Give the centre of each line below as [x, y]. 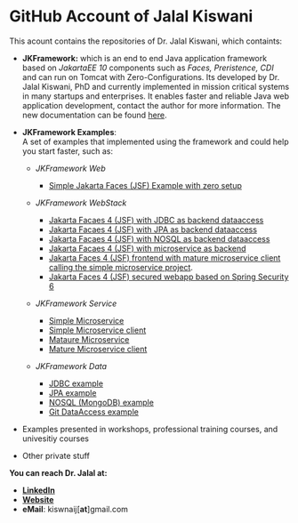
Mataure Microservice [89, 339]
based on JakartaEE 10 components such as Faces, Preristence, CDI [148, 68]
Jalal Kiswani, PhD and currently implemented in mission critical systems [156, 86]
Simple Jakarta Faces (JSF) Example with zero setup [145, 185]
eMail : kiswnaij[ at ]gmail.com [75, 509]
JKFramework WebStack [81, 203]
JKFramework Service [76, 303]
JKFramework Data [71, 366]
